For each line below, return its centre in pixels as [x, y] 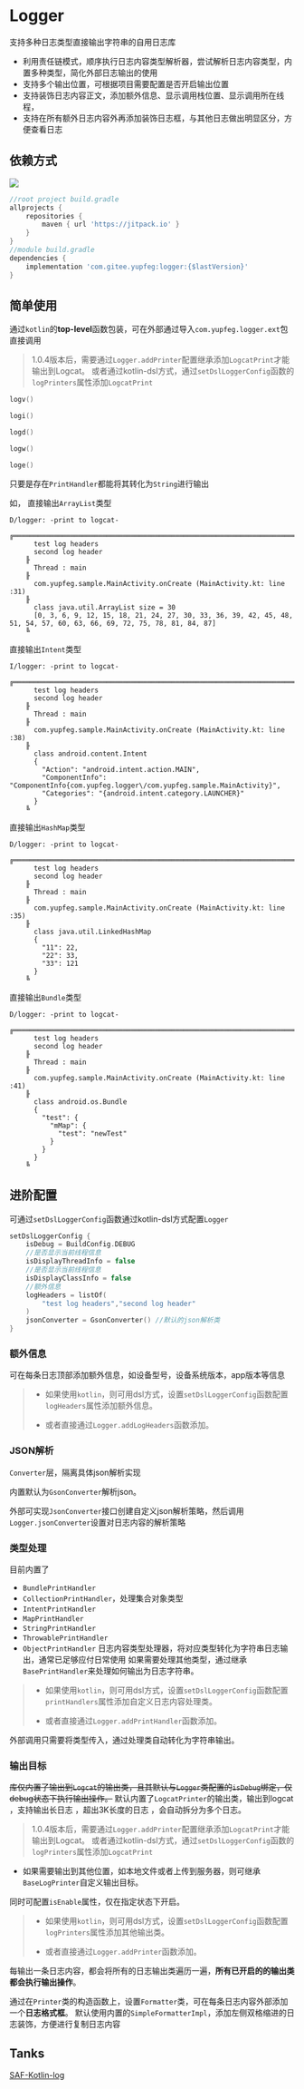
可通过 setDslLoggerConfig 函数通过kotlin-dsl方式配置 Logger [119, 1219]
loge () [22, 465]
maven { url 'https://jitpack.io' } [111, 225]
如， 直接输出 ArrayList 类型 [61, 503]
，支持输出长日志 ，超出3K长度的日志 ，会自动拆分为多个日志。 [128, 1810]
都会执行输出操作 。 [45, 1982]
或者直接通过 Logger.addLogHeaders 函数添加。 [129, 1425]
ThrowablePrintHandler [65, 1638]
